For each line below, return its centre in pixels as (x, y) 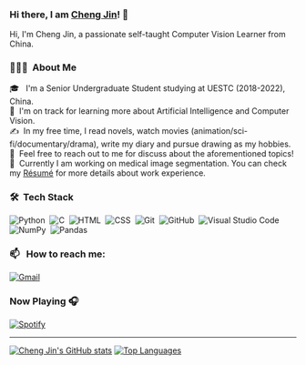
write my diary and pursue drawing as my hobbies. (196, 144)
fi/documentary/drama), (54, 144)
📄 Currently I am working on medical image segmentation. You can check (148, 163)
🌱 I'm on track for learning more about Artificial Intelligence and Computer (149, 111)
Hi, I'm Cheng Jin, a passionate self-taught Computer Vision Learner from (148, 35)
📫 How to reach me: (58, 254)
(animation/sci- (219, 130)
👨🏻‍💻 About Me (43, 67)
